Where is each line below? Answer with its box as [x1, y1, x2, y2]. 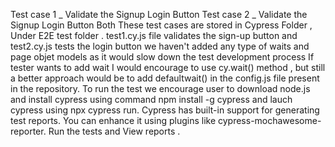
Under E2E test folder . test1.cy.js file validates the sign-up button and [10, 30, 298, 41]
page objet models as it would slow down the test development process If [10, 51, 315, 63]
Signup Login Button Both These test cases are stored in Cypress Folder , [10, 19, 313, 31]
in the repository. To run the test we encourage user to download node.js [10, 83, 311, 94]
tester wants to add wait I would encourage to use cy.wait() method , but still [10, 62, 326, 73]
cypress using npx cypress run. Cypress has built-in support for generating [10, 104, 320, 116]
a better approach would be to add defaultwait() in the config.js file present [10, 72, 320, 84]
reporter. [10, 125, 47, 137]
